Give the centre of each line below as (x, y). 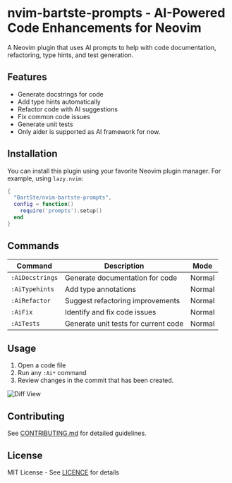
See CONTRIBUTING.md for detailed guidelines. (77, 433)
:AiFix (22, 312)
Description (124, 266)
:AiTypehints (33, 289)
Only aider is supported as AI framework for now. (89, 131)
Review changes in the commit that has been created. (96, 380)
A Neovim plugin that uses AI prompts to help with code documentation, (112, 47)
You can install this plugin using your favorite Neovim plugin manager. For (114, 171)
